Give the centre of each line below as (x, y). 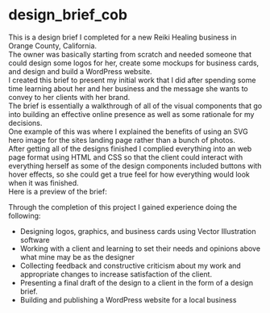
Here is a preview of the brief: (58, 191)
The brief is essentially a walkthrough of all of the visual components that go (135, 106)
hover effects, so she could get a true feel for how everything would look (129, 174)
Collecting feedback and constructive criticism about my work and (131, 265)
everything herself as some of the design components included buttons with (135, 165)
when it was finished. (44, 182)
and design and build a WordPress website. (80, 71)
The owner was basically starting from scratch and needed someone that (130, 54)
